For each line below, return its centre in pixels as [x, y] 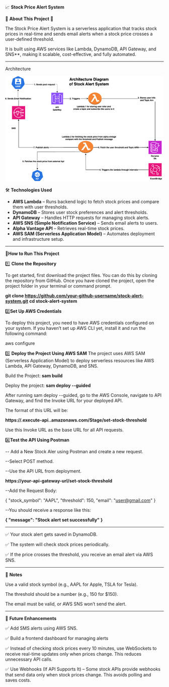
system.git [17, 301]
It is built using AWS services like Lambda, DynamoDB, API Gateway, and [81, 49]
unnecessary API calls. [29, 659]
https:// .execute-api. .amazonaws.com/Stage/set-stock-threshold [76, 420]
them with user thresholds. [40, 207]
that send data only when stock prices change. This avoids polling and [78, 675]
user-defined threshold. [30, 39]
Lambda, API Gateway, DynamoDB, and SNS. [52, 366]
